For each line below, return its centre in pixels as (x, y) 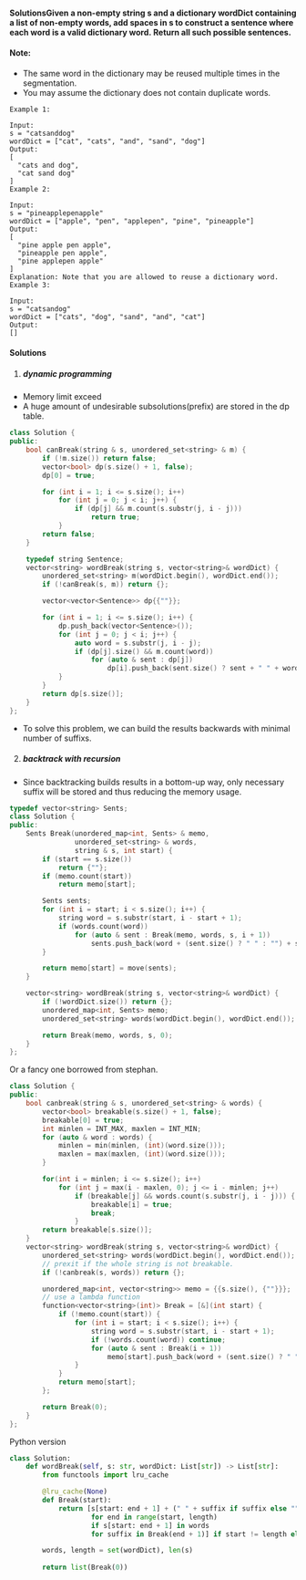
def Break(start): (77, 1501)
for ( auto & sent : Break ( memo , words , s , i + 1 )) (173, 935)
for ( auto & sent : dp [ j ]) (142, 660)
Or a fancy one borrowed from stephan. (84, 1070)
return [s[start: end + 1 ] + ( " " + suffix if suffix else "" (178, 1508)
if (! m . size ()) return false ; (99, 458)
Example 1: (30, 109)
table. (33, 416)
